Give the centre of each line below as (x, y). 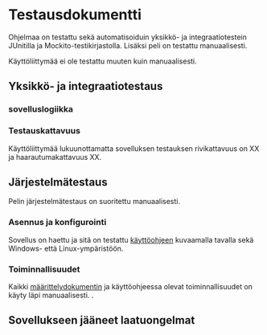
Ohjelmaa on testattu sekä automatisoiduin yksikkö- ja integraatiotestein (127, 37)
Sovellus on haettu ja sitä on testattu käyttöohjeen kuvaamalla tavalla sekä (131, 239)
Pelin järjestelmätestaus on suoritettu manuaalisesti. (94, 202)
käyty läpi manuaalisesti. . (51, 295)
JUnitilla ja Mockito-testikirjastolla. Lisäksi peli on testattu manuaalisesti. (128, 45)
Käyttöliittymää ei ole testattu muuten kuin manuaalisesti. (103, 61)
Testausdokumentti (75, 15)
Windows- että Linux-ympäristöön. (66, 248)
